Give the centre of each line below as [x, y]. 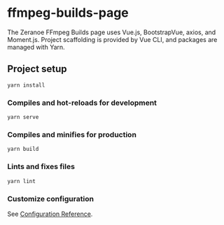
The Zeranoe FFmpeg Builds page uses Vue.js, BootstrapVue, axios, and [112, 32]
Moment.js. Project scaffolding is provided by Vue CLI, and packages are [112, 39]
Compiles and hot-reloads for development [82, 103]
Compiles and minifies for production [72, 134]
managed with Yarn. [36, 47]
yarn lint [22, 181]
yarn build [23, 149]
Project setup [37, 69]
